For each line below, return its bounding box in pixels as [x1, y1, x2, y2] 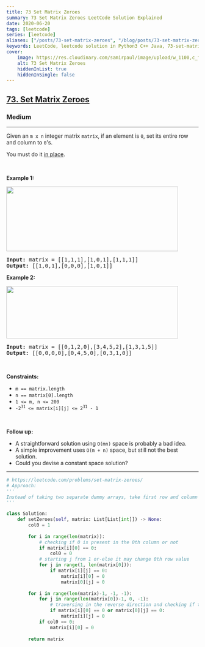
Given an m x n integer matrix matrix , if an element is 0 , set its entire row [6, 132, 189, 140]
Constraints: [6, 373, 39, 380]
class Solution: [6, 510, 48, 517]
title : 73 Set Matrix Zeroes [6, 9, 81, 15]
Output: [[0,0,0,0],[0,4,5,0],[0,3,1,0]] [6, 350, 132, 356]
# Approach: [6, 482, 37, 488]
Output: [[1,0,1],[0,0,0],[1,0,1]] [6, 262, 113, 269]
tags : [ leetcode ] [6, 26, 51, 32]
